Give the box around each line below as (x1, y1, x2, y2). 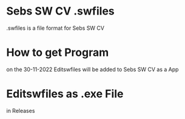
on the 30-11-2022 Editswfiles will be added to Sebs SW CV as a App (6, 66, 179, 73)
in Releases (6, 107, 35, 114)
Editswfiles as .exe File (6, 87, 124, 101)
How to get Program (6, 46, 109, 59)
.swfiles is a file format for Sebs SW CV (6, 24, 105, 32)
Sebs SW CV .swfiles (6, 4, 115, 18)
